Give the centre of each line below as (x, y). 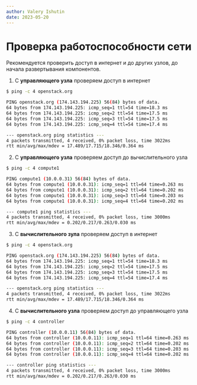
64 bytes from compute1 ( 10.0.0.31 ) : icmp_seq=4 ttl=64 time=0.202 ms (95, 201)
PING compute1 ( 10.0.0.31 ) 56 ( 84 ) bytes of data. (69, 179)
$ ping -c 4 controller (35, 322)
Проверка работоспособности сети (99, 47)
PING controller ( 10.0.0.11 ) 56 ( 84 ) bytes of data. (71, 332)
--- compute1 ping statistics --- (49, 212)
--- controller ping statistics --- (51, 365)
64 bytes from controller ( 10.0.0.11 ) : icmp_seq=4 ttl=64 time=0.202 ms (98, 354)
